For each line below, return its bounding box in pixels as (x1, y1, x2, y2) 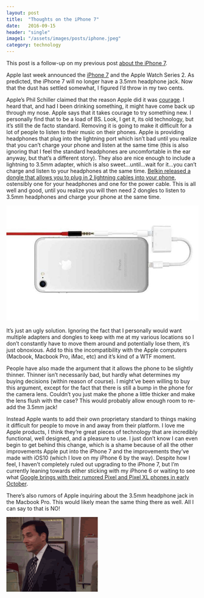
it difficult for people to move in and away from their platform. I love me (6, 422, 185, 429)
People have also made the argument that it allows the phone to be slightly (6, 365, 194, 372)
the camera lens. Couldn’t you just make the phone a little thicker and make (6, 391, 195, 398)
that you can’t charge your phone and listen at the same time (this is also (6, 141, 189, 149)
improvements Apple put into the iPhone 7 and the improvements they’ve (6, 448, 189, 455)
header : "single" (6, 29, 51, 35)
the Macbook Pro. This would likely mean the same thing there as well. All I (6, 499, 194, 506)
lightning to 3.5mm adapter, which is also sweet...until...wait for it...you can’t (6, 161, 197, 168)
